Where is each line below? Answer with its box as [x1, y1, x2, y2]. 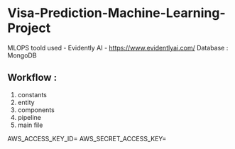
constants [17, 90, 48, 99]
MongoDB [7, 51, 37, 60]
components [17, 105, 55, 114]
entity [17, 98, 35, 106]
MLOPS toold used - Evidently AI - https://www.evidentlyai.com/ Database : [7, 43, 229, 52]
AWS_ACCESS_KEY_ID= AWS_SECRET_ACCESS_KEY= [7, 134, 167, 143]
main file [17, 121, 43, 129]
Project [7, 20, 51, 36]
